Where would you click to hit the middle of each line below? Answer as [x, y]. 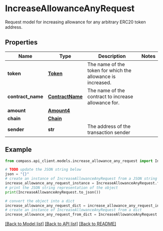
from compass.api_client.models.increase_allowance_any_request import [79, 161]
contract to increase [110, 96]
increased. [99, 82]
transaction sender [109, 132]
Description [112, 56]
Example [18, 150]
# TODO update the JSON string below [43, 170]
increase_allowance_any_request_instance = [50, 183]
